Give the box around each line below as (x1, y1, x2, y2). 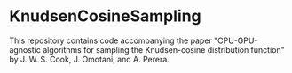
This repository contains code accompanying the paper (9, 35, 213, 46)
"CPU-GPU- (214, 35, 258, 46)
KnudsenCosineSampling (9, 6, 201, 26)
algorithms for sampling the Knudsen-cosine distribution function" (43, 44, 286, 55)
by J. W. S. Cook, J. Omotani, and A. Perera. (9, 54, 170, 64)
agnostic (9, 44, 42, 55)
